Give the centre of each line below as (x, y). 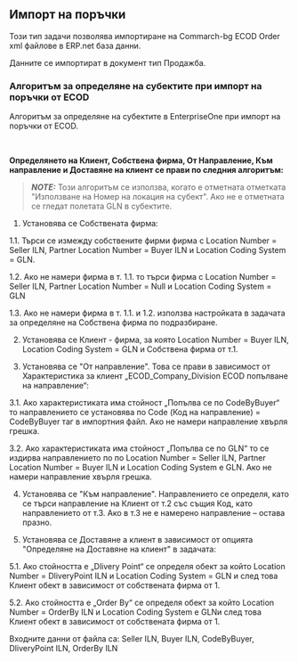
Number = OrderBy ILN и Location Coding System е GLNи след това (136, 612)
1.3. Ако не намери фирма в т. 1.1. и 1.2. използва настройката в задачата (147, 313)
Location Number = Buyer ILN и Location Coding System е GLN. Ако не (141, 468)
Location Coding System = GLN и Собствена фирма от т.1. (130, 349)
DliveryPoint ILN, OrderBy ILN (64, 649)
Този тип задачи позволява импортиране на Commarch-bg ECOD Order (145, 36)
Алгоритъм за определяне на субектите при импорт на (136, 86)
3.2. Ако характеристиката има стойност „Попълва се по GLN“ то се (139, 448)
